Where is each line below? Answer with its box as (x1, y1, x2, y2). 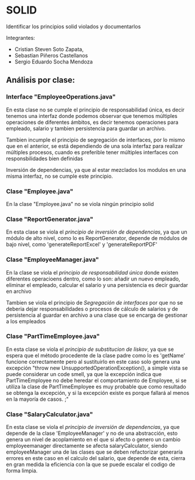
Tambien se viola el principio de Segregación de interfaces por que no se (6, 299, 183, 306)
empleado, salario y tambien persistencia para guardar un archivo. (6, 124, 166, 132)
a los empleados (6, 317, 46, 324)
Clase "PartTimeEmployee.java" (6, 332, 100, 340)
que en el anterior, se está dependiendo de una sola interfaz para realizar (6, 142, 183, 150)
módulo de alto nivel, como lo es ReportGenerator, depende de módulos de (6, 235, 187, 242)
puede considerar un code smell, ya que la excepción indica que (6, 370, 162, 377)
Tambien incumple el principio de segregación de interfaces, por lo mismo (6, 136, 186, 143)
